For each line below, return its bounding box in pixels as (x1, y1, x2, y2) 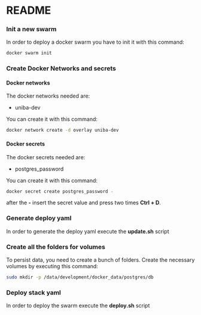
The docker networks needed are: (6, 92, 90, 99)
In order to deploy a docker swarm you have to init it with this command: (6, 38, 184, 46)
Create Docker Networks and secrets (6, 64, 117, 72)
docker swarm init (6, 50, 52, 56)
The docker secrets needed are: (6, 153, 86, 160)
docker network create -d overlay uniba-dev (6, 127, 119, 134)
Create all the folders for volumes (6, 243, 106, 251)
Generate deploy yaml (6, 214, 72, 222)
